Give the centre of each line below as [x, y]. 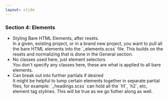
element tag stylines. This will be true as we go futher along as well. [82, 91]
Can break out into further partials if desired [58, 75]
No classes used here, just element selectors [59, 59]
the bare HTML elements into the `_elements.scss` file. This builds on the [88, 48]
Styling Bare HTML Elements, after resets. [56, 38]
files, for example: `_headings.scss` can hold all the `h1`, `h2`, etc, [80, 86]
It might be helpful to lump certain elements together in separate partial [86, 80]
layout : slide [20, 10]
